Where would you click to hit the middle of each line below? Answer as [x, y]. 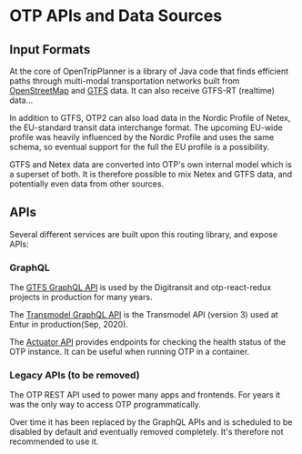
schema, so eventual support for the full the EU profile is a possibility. [140, 147]
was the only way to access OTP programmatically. [106, 405]
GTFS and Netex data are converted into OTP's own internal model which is [151, 164]
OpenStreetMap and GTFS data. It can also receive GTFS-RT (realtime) [142, 91]
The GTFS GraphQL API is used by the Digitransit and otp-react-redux [141, 288]
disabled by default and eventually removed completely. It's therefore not [146, 432]
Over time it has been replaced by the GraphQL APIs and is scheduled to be [151, 422]
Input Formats [50, 50]
